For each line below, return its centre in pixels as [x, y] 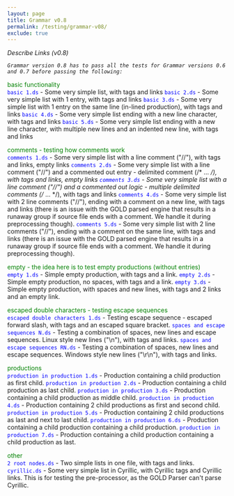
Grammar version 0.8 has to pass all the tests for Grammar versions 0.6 [117, 66]
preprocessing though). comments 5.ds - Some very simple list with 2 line [111, 224]
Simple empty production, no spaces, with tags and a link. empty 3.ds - [109, 282]
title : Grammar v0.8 [37, 20]
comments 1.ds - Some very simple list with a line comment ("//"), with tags [114, 157]
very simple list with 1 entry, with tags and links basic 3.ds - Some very [110, 100]
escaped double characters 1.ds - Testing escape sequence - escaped [110, 318]
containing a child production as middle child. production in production [111, 398]
